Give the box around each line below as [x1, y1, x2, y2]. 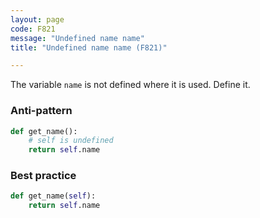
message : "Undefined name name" [10, 33, 145, 43]
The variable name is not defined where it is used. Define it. [10, 79, 251, 91]
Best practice [10, 169, 77, 183]
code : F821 [10, 24, 56, 34]
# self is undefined [28, 136, 114, 146]
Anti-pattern [10, 104, 73, 118]
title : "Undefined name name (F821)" [10, 42, 168, 53]
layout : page [10, 14, 65, 25]
